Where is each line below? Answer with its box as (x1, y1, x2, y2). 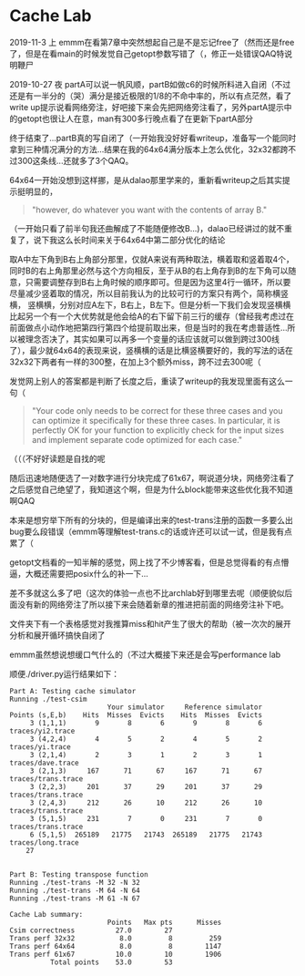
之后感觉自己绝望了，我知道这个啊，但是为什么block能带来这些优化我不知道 (9, 484, 294, 495)
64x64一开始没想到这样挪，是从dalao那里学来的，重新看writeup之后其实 (9, 174, 282, 185)
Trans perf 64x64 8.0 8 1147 (9, 941, 222, 950)
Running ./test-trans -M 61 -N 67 (9, 894, 141, 903)
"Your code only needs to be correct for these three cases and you (31, 405, 283, 416)
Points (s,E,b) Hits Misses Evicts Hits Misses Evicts (9, 710, 262, 720)
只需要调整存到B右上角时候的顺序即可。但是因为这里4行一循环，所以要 (25, 276, 291, 287)
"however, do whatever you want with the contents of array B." (31, 204, 268, 215)
